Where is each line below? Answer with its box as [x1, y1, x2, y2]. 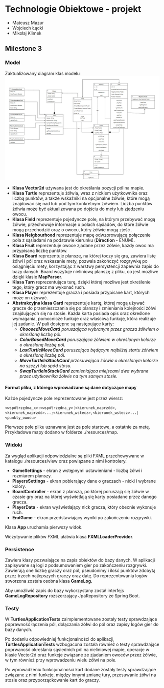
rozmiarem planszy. [12, 472, 52, 478]
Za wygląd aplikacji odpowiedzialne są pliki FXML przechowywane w [5, 453, 144, 459]
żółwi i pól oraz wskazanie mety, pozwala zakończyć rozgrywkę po [12, 258, 148, 264]
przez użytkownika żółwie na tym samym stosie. [19, 373, 117, 379]
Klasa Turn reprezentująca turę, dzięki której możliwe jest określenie [12, 279, 151, 285]
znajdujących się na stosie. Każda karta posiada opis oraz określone [12, 311, 150, 316]
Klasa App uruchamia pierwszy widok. [5, 524, 83, 530]
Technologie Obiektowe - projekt [5, 3, 141, 15]
